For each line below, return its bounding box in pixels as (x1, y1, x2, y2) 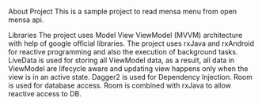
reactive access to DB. (8, 89, 82, 98)
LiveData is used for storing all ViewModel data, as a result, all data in (8, 55, 235, 65)
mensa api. (8, 15, 44, 24)
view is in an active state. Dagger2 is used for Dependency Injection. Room (8, 73, 253, 81)
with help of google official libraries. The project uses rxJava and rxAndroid (8, 39, 255, 48)
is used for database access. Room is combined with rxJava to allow (8, 81, 232, 90)
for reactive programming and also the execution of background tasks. (8, 47, 238, 56)
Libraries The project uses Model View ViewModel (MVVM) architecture (8, 31, 243, 39)
